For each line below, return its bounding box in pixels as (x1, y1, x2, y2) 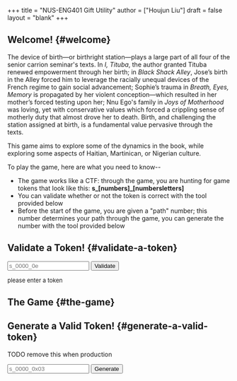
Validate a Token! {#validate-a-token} (7, 242, 178, 254)
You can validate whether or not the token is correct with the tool (17, 191, 207, 200)
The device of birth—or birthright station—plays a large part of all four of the (7, 52, 231, 61)
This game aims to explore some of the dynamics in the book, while (7, 141, 204, 150)
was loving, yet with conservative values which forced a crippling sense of (7, 105, 225, 114)
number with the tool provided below (17, 221, 125, 230)
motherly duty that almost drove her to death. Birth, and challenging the (7, 112, 216, 121)
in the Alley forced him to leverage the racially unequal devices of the (7, 75, 209, 83)
